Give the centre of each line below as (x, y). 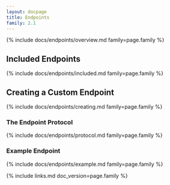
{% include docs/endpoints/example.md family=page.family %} (85, 164)
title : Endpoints (28, 17)
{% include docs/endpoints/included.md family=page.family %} (85, 73)
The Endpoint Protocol (40, 122)
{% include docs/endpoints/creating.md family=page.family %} (84, 107)
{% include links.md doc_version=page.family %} (67, 175)
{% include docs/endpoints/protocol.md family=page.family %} (85, 135)
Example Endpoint (33, 151)
